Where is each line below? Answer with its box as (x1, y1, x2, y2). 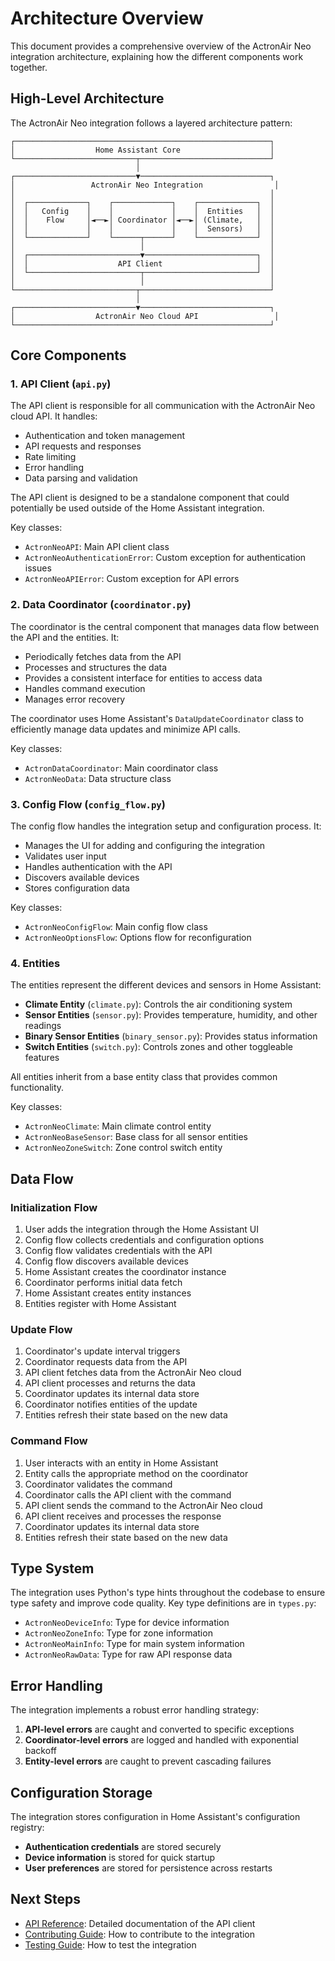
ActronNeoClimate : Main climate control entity (24, 1120, 212, 1132)
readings (24, 1020, 62, 1032)
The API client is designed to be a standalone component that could (10, 492, 290, 504)
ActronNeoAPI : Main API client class (24, 541, 170, 553)
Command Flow (10, 1434, 88, 1448)
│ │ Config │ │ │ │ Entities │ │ (10, 206, 275, 216)
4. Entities (10, 956, 61, 970)
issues (24, 562, 52, 574)
